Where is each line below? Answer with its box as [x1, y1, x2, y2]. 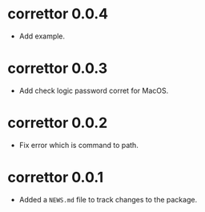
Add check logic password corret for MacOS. [18, 86, 169, 95]
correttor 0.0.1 [7, 169, 104, 186]
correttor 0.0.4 [7, 5, 109, 23]
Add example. [18, 31, 66, 41]
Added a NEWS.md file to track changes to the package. [18, 194, 198, 204]
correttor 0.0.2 [7, 114, 108, 132]
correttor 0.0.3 [7, 59, 108, 78]
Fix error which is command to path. [18, 140, 139, 150]
